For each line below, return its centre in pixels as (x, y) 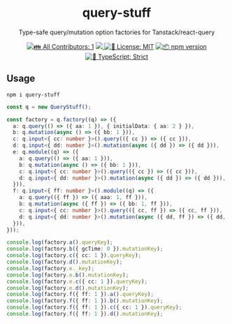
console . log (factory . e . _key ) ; (51, 268)
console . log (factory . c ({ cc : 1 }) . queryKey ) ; (74, 256)
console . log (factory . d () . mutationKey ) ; (65, 262)
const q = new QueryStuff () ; (49, 107)
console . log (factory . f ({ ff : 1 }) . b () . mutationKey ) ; (85, 301)
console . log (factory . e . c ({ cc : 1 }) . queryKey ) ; (77, 281)
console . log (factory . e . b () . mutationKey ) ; (68, 275)
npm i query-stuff (33, 95)
